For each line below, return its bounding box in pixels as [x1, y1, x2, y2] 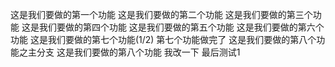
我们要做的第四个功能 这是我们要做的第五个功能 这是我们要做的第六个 [38, 21, 325, 33]
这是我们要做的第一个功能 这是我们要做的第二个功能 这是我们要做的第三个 [10, 9, 313, 20]
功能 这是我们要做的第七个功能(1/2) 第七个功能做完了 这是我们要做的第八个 [10, 34, 317, 45]
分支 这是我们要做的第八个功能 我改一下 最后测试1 [36, 46, 241, 58]
